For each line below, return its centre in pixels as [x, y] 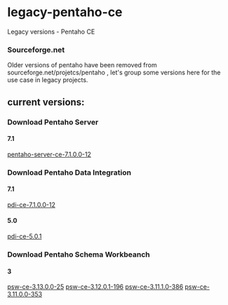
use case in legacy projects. [48, 80]
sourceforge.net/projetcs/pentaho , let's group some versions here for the [114, 73]
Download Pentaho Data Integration [69, 172]
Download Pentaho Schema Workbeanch [79, 255]
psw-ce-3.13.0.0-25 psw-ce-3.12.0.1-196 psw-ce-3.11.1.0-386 [95, 287]
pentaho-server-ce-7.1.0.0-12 [49, 154]
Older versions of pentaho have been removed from [82, 65]
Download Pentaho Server [53, 122]
